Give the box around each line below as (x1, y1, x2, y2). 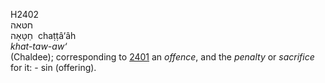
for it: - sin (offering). (10, 62, 97, 73)
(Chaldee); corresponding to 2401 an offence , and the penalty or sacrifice (10, 51, 315, 63)
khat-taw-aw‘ (10, 40, 68, 52)
